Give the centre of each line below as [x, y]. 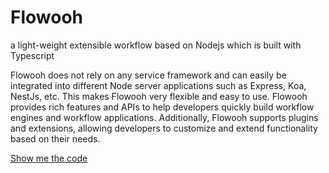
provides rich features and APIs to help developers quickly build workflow [162, 107]
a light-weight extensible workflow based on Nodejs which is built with [156, 45]
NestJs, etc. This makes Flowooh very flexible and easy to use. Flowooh [159, 96]
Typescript [32, 55]
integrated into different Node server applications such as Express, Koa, [158, 85]
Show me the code [49, 158]
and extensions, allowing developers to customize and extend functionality [164, 128]
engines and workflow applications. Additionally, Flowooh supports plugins [164, 117]
